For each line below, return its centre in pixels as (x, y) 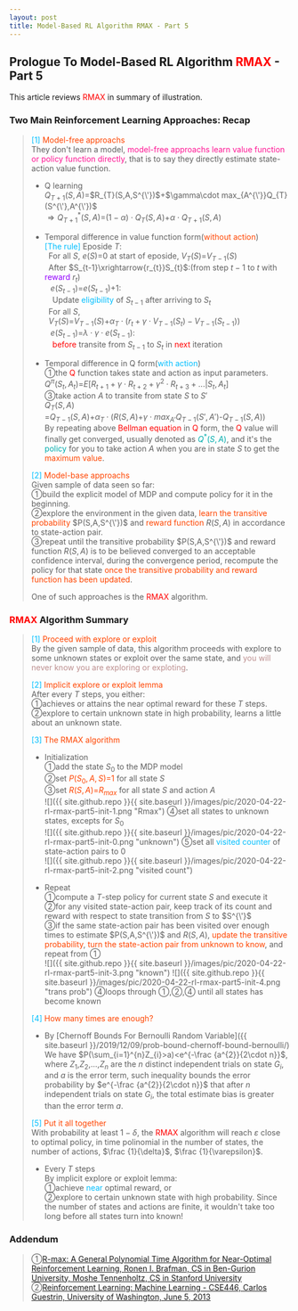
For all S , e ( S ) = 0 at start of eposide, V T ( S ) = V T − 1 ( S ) (143, 257)
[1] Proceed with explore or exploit (94, 639)
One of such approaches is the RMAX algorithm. (120, 597)
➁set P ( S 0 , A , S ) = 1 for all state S (105, 779)
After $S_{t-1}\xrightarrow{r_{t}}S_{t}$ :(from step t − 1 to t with (163, 267)
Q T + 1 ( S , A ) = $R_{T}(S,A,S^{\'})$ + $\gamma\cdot (132, 196)
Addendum (34, 1240)
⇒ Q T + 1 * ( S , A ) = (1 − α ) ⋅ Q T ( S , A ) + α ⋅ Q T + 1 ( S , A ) (135, 217)
